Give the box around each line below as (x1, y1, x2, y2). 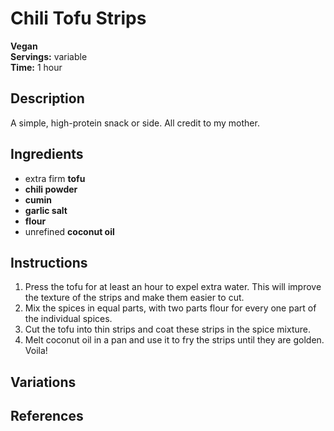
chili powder (24, 183, 78, 195)
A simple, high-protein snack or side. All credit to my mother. (10, 117, 260, 129)
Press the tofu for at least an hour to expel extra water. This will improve (24, 281, 322, 293)
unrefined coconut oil (24, 225, 115, 237)
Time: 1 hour (10, 61, 63, 73)
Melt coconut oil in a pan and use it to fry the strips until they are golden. (24, 334, 325, 346)
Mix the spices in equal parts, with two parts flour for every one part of (24, 302, 317, 314)
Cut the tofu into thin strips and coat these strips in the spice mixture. (24, 323, 311, 336)
